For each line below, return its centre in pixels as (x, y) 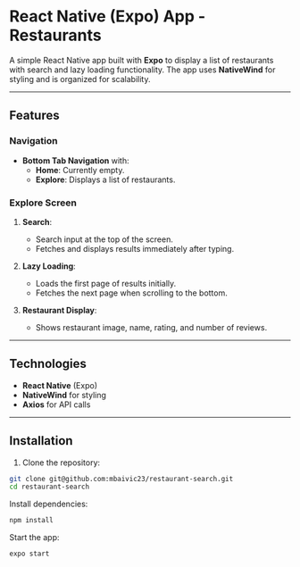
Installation (41, 441)
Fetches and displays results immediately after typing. (135, 248)
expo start (29, 554)
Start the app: (34, 538)
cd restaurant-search (50, 487)
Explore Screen (43, 203)
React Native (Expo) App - (108, 17)
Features (34, 116)
